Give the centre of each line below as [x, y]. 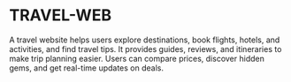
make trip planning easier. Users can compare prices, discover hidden [137, 58]
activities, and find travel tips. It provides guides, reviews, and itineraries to [145, 48]
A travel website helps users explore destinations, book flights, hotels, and [145, 40]
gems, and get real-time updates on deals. [87, 68]
